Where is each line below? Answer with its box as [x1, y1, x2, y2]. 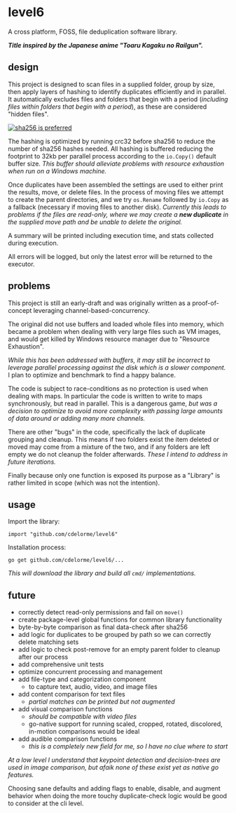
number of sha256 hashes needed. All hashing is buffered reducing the [8, 145, 214, 153]
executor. [8, 260, 35, 268]
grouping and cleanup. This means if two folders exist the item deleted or [8, 435, 220, 443]
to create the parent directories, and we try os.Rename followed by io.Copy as [8, 195, 229, 203]
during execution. [8, 238, 59, 247]
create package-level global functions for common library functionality [18, 615, 223, 624]
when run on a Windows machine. [8, 166, 107, 175]
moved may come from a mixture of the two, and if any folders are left [8, 443, 210, 451]
